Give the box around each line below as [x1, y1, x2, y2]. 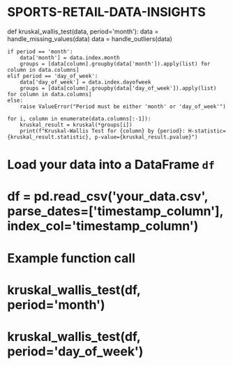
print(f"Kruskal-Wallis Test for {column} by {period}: [20, 127, 186, 135]
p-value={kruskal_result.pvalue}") [94, 133, 198, 140]
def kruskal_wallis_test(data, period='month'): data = [7, 27, 159, 36]
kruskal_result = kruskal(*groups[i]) [20, 121, 133, 128]
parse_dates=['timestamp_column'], [7, 204, 224, 220]
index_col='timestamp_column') [7, 218, 199, 234]
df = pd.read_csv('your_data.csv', [7, 189, 209, 204]
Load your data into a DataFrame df [7, 157, 215, 173]
